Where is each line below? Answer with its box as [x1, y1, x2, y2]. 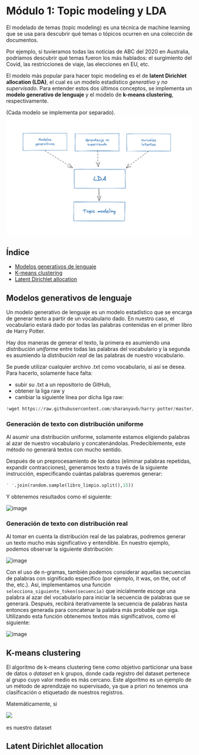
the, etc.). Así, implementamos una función [6, 581, 111, 589]
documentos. [6, 36, 38, 43]
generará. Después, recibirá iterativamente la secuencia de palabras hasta [6, 600, 188, 607]
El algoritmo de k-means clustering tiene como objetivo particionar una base [6, 664, 192, 671]
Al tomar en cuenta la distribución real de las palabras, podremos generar [6, 533, 186, 540]
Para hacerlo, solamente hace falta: [6, 369, 93, 377]
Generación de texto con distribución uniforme [6, 420, 144, 428]
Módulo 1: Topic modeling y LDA [6, 4, 167, 18]
